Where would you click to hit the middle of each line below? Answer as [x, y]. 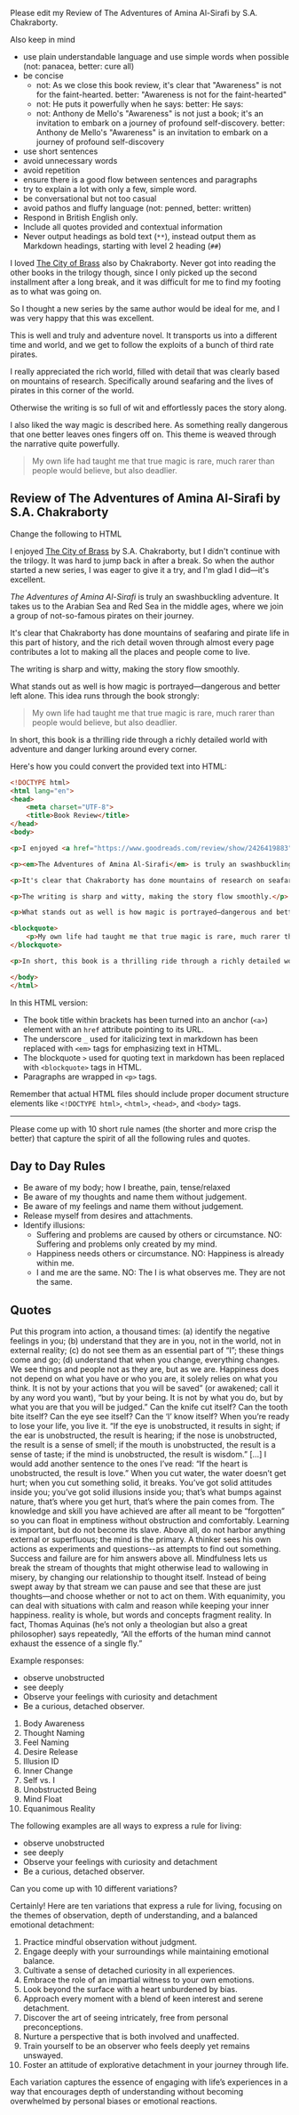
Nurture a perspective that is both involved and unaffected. [131, 2037]
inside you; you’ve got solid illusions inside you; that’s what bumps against [146, 1492]
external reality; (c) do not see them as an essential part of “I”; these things [147, 1351]
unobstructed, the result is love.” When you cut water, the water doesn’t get [148, 1473]
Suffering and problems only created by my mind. [127, 1244]
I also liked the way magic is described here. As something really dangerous [149, 425]
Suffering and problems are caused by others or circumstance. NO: [159, 1235]
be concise [43, 76]
